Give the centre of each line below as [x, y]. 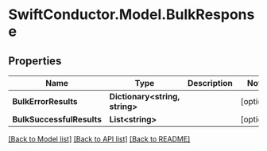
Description [210, 83]
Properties [35, 61]
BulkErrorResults [45, 101]
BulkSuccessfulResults [57, 119]
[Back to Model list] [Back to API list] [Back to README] [99, 139]
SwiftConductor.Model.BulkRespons [132, 15]
